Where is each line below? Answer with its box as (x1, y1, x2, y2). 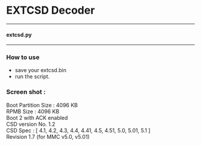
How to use (6, 53, 40, 61)
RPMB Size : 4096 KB (6, 108, 60, 115)
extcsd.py (6, 31, 32, 38)
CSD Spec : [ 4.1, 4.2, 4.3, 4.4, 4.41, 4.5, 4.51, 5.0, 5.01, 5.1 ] (6, 126, 151, 134)
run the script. (14, 73, 50, 80)
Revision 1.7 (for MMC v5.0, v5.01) (6, 133, 90, 140)
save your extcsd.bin (14, 67, 67, 74)
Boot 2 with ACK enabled (6, 114, 68, 121)
